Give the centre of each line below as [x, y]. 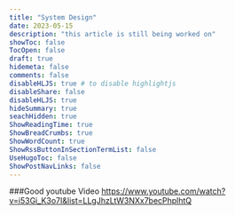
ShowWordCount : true [47, 141]
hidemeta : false [39, 68]
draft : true [31, 59]
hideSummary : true [43, 108]
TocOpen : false [37, 51]
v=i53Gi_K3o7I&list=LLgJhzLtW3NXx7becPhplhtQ [101, 201]
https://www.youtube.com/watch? [164, 191]
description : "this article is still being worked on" [113, 34]
